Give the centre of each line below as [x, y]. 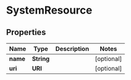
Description [72, 49]
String [41, 59]
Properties [26, 32]
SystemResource [49, 10]
